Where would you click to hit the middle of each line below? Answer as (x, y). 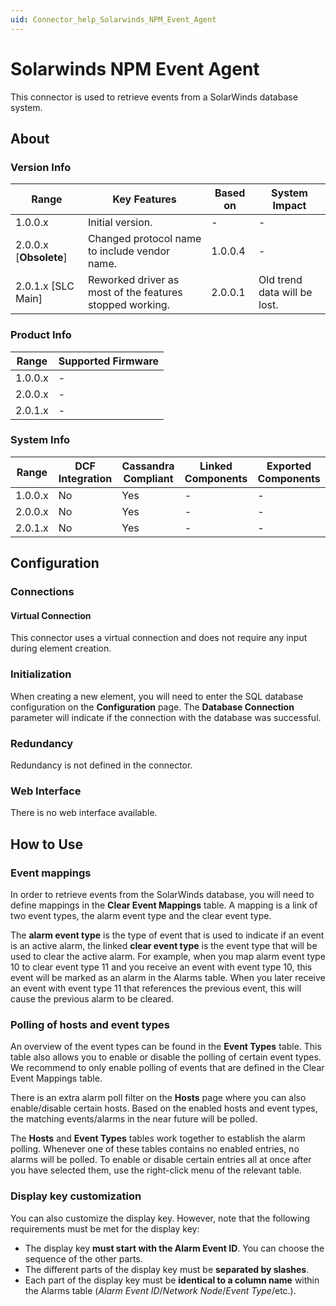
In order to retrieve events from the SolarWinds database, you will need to (162, 894)
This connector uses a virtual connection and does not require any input (159, 638)
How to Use (47, 844)
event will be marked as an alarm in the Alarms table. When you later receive (168, 977)
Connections (42, 592)
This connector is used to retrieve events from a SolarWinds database (154, 97)
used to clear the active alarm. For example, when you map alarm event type (168, 956)
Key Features (144, 199)
